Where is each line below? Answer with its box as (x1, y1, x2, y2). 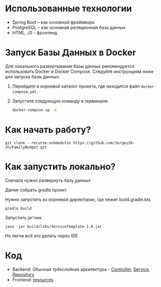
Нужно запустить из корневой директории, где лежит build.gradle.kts (5, 196, 151, 202)
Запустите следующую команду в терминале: (12, 98, 109, 104)
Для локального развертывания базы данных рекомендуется (5, 63, 134, 69)
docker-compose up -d (12, 107, 56, 112)
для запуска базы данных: (5, 73, 60, 79)
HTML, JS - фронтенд (12, 30, 57, 35)
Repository (12, 271, 34, 277)
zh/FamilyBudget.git (5, 145, 48, 150)
